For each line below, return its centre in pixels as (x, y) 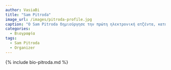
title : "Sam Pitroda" (28, 15)
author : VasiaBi (22, 10)
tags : (11, 39)
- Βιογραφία (23, 33)
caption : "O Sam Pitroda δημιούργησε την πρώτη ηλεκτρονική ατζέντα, (81, 24)
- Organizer (23, 48)
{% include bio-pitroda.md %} (37, 62)
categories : (18, 29)
